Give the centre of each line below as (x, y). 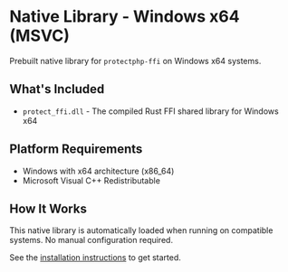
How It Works (48, 208)
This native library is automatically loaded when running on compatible (141, 230)
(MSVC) (40, 36)
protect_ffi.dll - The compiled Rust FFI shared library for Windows (150, 111)
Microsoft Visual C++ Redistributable (91, 180)
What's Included (57, 89)
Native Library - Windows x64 (125, 17)
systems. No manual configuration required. (91, 240)
